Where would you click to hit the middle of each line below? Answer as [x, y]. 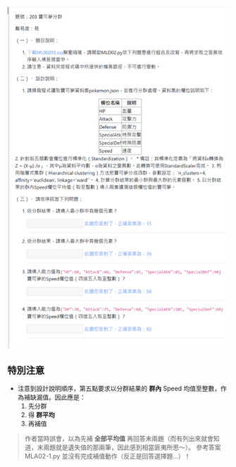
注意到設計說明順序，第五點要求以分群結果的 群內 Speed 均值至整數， [119, 389]
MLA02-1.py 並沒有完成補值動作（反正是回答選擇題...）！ [107, 456]
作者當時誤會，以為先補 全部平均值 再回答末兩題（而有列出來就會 [119, 439]
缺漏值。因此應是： [58, 397]
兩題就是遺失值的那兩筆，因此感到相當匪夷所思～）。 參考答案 [132, 447]
